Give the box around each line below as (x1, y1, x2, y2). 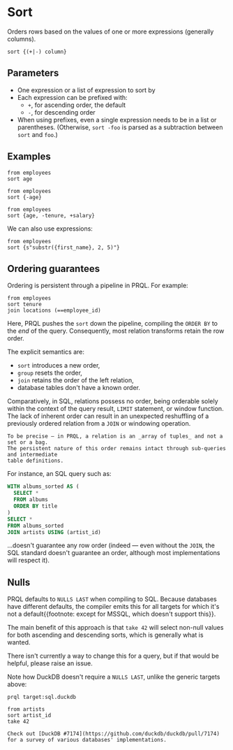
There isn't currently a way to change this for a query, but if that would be (7, 651, 220, 661)
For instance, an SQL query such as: (7, 470, 112, 478)
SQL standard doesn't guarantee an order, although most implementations (7, 549, 221, 557)
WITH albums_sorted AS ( (7, 483, 80, 490)
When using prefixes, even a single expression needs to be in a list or (17, 115, 217, 124)
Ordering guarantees (7, 263, 100, 275)
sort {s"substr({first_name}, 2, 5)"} (7, 244, 120, 251)
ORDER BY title (13, 503, 58, 510)
